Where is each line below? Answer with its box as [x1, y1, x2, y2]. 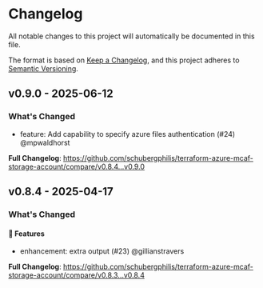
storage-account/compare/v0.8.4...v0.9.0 [8, 162, 145, 171]
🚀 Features [8, 229, 46, 238]
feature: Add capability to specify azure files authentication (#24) [19, 129, 236, 138]
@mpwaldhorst [19, 138, 70, 147]
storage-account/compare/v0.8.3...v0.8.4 [8, 270, 145, 280]
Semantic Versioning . [8, 63, 78, 73]
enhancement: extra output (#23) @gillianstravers [19, 246, 185, 256]
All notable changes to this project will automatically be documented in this [8, 31, 255, 41]
